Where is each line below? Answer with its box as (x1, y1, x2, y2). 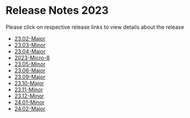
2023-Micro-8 (14, 54, 50, 61)
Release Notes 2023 (5, 4, 109, 17)
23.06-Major (14, 66, 46, 74)
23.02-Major (14, 35, 46, 42)
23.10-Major (14, 79, 44, 87)
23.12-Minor (14, 92, 44, 99)
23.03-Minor (14, 41, 46, 49)
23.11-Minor (14, 86, 43, 93)
